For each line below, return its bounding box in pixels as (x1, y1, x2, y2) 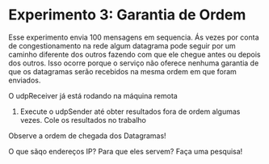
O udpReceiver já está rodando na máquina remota (8, 90, 178, 100)
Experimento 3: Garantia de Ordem (8, 6, 246, 24)
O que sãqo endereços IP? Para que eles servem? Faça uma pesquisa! (8, 146, 243, 156)
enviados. (8, 75, 41, 85)
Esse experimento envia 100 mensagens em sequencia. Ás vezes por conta (8, 32, 259, 42)
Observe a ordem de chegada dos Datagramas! (8, 131, 167, 141)
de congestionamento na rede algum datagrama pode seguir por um (8, 40, 236, 50)
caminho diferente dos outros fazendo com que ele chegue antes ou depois (8, 49, 261, 59)
